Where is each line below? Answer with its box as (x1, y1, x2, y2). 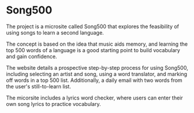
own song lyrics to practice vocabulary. (6, 100, 101, 107)
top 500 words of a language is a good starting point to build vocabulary (6, 46, 181, 53)
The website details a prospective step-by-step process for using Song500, (6, 64, 189, 71)
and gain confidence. (6, 53, 57, 60)
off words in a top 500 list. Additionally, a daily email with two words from (6, 77, 183, 84)
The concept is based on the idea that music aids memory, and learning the (6, 40, 188, 47)
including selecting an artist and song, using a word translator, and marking (6, 70, 188, 77)
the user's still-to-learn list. (6, 83, 71, 90)
